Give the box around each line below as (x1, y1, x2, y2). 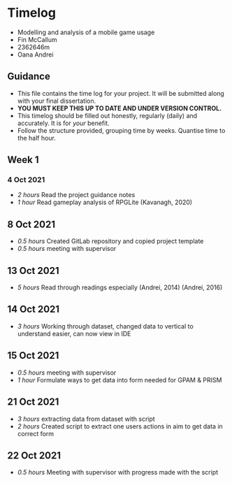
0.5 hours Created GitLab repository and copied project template (17, 237, 204, 245)
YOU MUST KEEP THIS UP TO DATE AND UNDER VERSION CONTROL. (17, 103, 222, 113)
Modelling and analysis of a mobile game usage (17, 28, 155, 36)
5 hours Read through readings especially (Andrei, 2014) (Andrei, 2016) (17, 283, 223, 291)
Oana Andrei (17, 50, 54, 59)
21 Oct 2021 (7, 396, 59, 408)
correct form (17, 429, 55, 438)
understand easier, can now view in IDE (17, 329, 131, 338)
